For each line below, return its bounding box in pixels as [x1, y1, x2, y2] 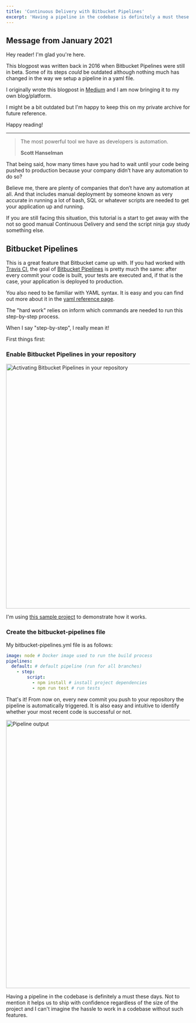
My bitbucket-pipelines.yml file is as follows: [6, 641, 113, 648]
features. [6, 1011, 28, 1018]
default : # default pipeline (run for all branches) [11, 663, 142, 669]
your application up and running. [6, 203, 85, 210]
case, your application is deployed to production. [6, 278, 124, 285]
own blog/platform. [6, 92, 52, 99]
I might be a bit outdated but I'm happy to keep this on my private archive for [6, 103, 190, 111]
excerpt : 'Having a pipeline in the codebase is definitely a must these [6, 14, 190, 20]
